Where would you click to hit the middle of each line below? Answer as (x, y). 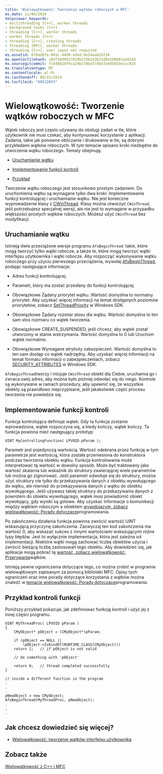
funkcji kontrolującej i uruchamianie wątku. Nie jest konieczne (67, 198)
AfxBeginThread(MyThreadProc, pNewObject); (50, 700)
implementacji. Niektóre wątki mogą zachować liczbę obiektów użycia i (76, 542)
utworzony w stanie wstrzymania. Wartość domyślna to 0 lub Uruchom (83, 334)
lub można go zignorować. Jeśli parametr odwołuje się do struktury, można (80, 476)
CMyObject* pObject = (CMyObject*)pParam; (57, 632)
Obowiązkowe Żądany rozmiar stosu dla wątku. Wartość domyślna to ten (85, 315)
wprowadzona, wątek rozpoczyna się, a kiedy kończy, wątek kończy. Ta (77, 427)
